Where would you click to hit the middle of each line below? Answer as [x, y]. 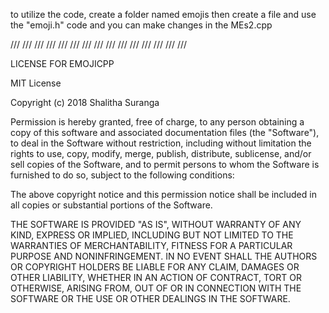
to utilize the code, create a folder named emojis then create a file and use [163, 14]
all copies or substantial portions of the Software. [111, 205]
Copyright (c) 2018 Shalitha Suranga [85, 102]
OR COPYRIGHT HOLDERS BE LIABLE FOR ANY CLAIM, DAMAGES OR [155, 267]
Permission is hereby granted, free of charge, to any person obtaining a [157, 122]
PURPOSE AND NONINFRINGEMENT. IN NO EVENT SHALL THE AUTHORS [164, 256]
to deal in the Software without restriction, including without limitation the [161, 143]
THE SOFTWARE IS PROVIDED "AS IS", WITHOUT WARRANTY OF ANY [156, 224]
